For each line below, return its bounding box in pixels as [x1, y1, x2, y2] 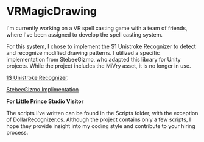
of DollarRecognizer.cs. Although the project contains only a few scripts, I [6, 116, 191, 123]
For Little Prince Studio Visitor [6, 98, 84, 105]
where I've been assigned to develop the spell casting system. [6, 30, 163, 38]
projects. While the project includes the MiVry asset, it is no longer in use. [6, 62, 191, 69]
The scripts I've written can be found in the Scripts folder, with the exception [6, 109, 199, 116]
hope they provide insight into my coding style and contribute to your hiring [6, 122, 196, 129]
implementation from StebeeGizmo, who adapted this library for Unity [6, 55, 181, 63]
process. [6, 129, 29, 136]
